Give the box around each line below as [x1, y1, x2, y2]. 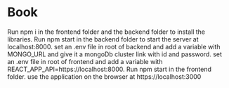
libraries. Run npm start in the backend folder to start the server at [7, 34, 199, 43]
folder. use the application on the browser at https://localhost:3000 [7, 72, 202, 81]
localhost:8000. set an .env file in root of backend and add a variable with [7, 42, 221, 51]
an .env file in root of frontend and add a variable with [7, 57, 163, 65]
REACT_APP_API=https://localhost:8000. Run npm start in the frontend [7, 65, 212, 73]
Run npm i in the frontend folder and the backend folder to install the [7, 27, 206, 36]
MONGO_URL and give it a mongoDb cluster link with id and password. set [7, 50, 223, 58]
